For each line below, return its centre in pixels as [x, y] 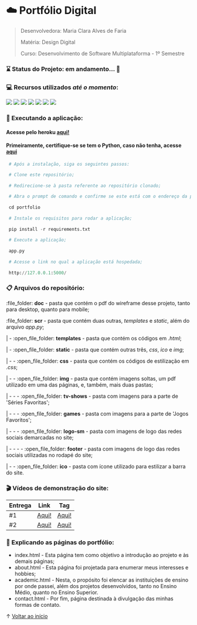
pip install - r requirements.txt [50, 229]
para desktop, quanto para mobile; [48, 309]
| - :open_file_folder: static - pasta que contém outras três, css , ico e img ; [95, 349]
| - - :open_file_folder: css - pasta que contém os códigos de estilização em [98, 361]
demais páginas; [34, 561]
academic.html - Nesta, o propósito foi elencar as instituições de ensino [101, 580]
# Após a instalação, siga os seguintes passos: [69, 164]
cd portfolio [25, 207]
